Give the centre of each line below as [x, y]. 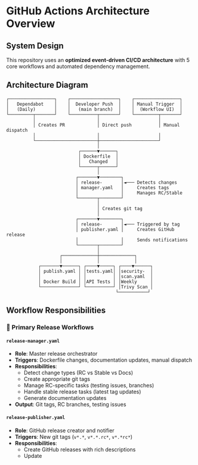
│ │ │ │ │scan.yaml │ [95, 276]
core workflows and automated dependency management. [78, 66]
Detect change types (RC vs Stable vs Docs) [78, 373]
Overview [31, 24]
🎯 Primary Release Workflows [50, 328]
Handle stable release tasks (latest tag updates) [82, 392]
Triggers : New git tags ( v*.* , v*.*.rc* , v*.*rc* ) [74, 436]
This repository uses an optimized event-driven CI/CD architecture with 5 [98, 60]
